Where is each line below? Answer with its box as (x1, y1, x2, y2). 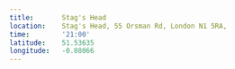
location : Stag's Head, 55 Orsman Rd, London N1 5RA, (9, 22, 228, 30)
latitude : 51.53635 (9, 38, 95, 47)
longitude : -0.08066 (9, 47, 95, 56)
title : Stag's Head (9, 13, 106, 22)
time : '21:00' (9, 30, 91, 39)
